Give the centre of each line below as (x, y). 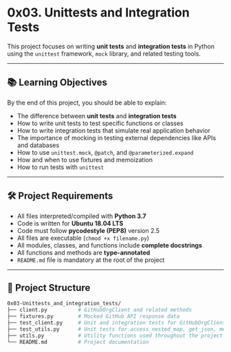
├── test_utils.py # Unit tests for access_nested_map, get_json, (112, 329)
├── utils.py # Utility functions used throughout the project (115, 335)
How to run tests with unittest (60, 167)
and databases (38, 145)
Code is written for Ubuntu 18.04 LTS (70, 223)
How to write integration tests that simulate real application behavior (114, 130)
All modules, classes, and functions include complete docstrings (110, 245)
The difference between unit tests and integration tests (97, 115)
